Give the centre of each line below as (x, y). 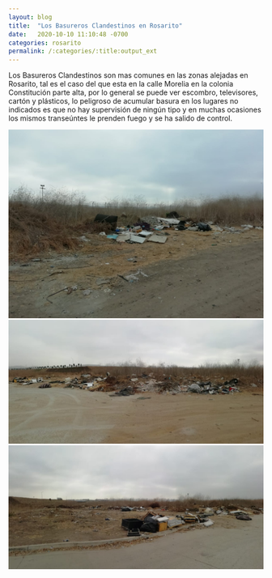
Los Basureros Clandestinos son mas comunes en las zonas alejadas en (128, 75)
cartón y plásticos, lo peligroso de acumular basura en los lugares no (123, 101)
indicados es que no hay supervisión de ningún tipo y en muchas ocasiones (135, 110)
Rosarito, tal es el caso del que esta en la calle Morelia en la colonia (121, 84)
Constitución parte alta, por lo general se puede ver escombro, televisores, (134, 92)
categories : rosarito (45, 43)
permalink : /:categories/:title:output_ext (83, 51)
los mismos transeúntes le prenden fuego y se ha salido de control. (121, 118)
